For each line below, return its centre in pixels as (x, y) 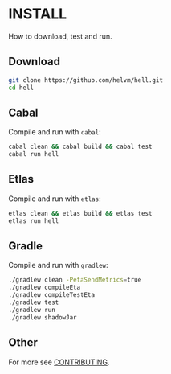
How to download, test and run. (60, 36)
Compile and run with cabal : (55, 132)
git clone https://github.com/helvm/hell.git (85, 80)
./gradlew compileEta (45, 288)
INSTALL (38, 14)
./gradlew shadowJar (43, 317)
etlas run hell (34, 221)
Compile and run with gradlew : (58, 265)
